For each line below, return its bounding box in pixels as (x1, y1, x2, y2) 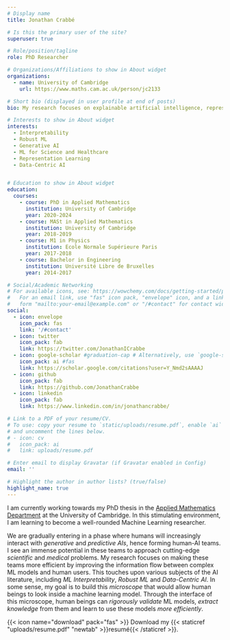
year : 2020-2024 (25, 212, 72, 218)
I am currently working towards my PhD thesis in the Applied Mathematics (7, 503, 216, 512)
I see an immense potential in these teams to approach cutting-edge (7, 546, 200, 554)
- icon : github (13, 371, 57, 378)
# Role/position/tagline (7, 47, 78, 55)
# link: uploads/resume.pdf (7, 447, 94, 454)
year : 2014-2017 (25, 269, 72, 276)
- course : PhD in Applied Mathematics (19, 199, 130, 206)
